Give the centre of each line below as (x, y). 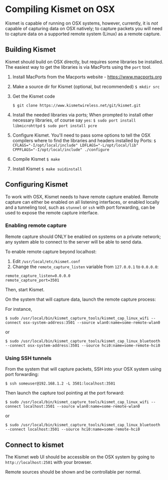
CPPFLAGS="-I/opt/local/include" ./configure (61, 150)
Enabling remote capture (36, 225)
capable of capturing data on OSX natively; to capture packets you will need (84, 28)
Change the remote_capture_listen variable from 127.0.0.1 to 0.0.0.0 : (86, 267)
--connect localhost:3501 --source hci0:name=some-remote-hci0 (73, 430)
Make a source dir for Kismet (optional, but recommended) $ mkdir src (86, 86)
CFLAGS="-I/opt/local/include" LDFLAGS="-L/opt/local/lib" (75, 145)
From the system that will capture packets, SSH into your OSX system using (83, 369)
